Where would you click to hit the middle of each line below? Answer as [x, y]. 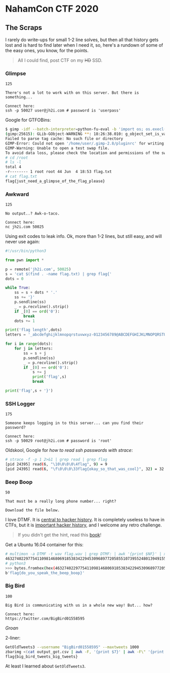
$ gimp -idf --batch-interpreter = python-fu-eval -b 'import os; [74, 129]
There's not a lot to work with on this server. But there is [72, 93]
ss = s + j [35, 353]
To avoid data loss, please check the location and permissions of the [82, 153]
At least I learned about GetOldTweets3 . [46, 666]
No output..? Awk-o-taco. [32, 214]
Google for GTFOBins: [28, 120]
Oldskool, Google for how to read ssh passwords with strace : [69, 450]
